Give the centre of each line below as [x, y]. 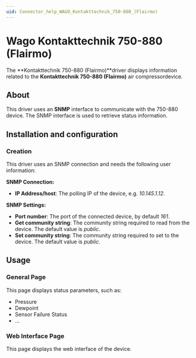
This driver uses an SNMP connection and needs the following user [88, 164]
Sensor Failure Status [41, 314]
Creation [19, 151]
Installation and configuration [62, 134]
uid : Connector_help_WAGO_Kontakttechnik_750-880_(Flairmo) [82, 12]
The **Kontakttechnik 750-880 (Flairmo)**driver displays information [92, 70]
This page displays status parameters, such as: [64, 290]
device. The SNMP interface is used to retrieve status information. [87, 116]
